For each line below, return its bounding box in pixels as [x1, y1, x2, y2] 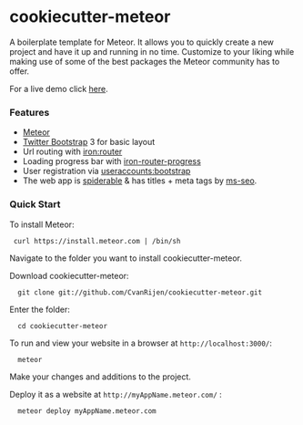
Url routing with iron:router [22, 146, 123, 157]
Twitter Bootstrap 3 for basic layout [22, 137, 156, 148]
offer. [9, 66, 30, 77]
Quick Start [9, 198, 61, 211]
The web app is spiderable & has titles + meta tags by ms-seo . [22, 175, 258, 186]
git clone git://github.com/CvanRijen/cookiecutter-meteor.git [17, 287, 262, 297]
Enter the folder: [9, 304, 71, 315]
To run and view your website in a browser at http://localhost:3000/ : [9, 337, 273, 348]
